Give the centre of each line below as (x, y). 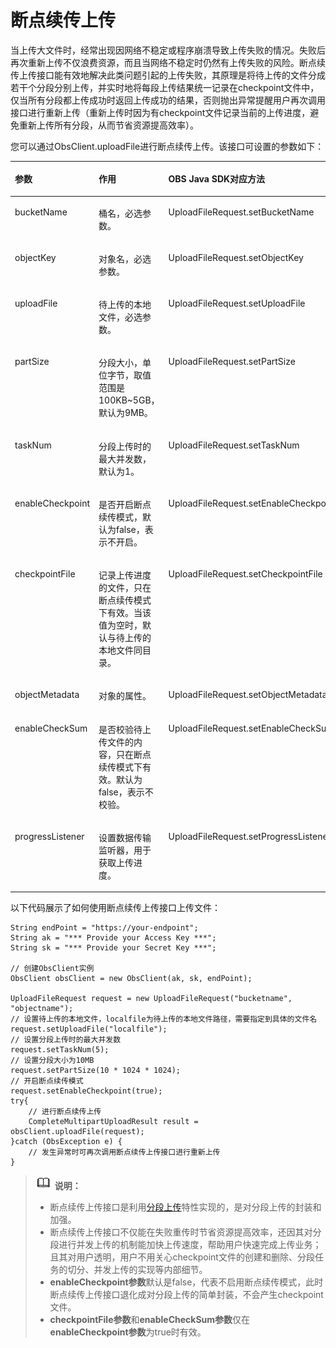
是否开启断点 (125, 504)
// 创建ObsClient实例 (52, 969)
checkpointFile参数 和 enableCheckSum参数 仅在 (150, 1320)
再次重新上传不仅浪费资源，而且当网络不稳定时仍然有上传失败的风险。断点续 (168, 62)
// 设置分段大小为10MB (52, 1061)
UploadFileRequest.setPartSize (232, 362)
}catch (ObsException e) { (66, 1142)
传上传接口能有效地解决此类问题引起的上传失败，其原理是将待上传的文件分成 (168, 75)
